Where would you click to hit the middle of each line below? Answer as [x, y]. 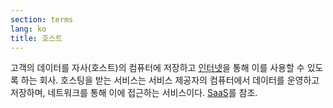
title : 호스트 [36, 38]
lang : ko [28, 29]
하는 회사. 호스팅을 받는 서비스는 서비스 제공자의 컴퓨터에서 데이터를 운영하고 [170, 80]
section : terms [42, 19]
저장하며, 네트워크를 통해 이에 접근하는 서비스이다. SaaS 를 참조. [134, 93]
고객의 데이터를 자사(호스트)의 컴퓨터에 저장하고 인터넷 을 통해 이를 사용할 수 [157, 68]
